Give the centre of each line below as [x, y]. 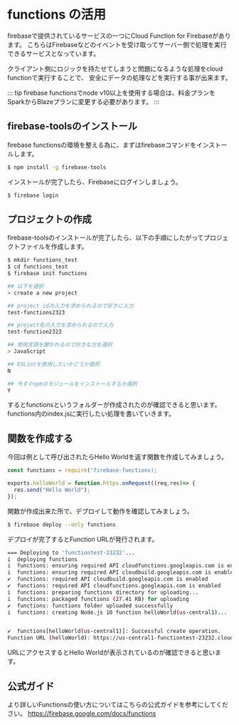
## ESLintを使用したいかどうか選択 [54, 364]
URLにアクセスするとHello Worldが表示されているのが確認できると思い [111, 652]
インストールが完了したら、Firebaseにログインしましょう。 [95, 182]
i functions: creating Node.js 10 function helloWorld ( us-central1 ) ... [117, 612]
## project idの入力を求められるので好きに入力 [70, 306]
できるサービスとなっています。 [54, 53]
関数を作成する [40, 438]
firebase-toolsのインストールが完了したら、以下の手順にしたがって [106, 238]
